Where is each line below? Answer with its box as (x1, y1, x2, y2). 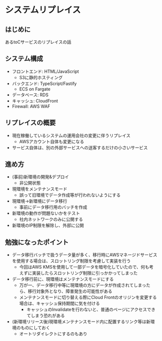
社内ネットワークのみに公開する (19, 217, 83, 222)
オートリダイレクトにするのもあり (19, 331, 88, 337)
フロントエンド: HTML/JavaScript (12, 68, 79, 74)
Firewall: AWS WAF (12, 103, 50, 109)
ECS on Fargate (19, 86, 51, 92)
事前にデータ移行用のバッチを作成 (19, 205, 88, 210)
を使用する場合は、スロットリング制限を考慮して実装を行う (12, 258, 131, 264)
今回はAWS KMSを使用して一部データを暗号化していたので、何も (19, 264, 149, 270)
